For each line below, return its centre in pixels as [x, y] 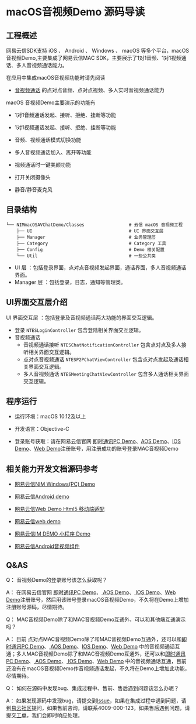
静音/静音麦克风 [33, 190]
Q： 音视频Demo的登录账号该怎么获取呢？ [57, 580]
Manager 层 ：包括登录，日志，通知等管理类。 [70, 282]
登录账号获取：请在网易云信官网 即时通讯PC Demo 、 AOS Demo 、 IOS [97, 441]
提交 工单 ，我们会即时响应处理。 [44, 715]
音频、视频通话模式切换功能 [48, 140]
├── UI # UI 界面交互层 [90, 231]
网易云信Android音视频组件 [47, 546]
